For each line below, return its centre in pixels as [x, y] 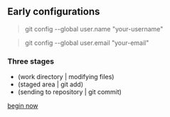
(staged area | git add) [51, 84]
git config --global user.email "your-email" [87, 43]
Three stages [31, 61]
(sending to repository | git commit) [70, 92]
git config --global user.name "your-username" [94, 29]
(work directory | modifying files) [66, 77]
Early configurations [54, 12]
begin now [23, 106]
